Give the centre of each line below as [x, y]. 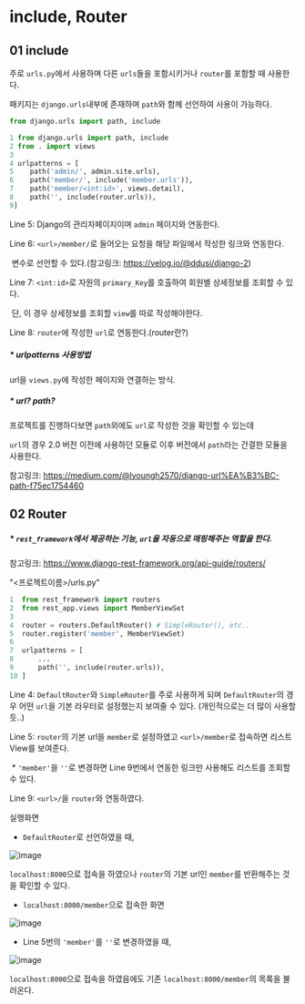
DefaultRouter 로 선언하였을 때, [78, 836]
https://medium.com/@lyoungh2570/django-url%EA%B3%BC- [162, 475]
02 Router [38, 514]
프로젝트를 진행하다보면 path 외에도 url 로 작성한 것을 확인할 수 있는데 [132, 425]
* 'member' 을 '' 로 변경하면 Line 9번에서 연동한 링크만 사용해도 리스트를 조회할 [151, 767]
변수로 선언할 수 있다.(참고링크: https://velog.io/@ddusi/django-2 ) [132, 262]
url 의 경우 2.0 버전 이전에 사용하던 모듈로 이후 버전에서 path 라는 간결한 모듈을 [149, 445]
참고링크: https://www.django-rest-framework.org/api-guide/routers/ [137, 563]
